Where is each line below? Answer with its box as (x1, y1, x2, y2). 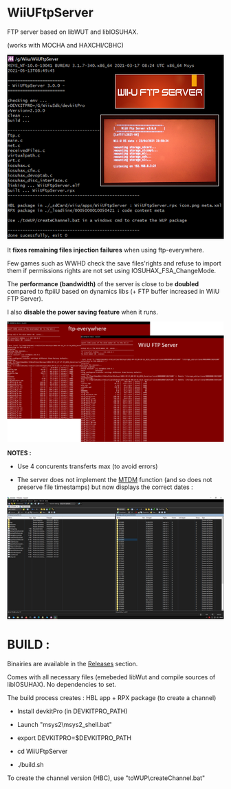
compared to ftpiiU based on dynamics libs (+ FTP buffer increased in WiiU (7, 288, 220, 296)
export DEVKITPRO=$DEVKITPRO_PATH (16, 733, 132, 742)
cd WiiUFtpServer (16, 747, 68, 755)
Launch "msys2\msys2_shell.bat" (16, 720, 112, 728)
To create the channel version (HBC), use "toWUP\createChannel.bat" (7, 774, 206, 782)
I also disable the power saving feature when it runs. (7, 308, 158, 317)
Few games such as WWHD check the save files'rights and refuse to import (7, 259, 221, 268)
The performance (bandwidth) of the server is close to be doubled (7, 280, 199, 288)
